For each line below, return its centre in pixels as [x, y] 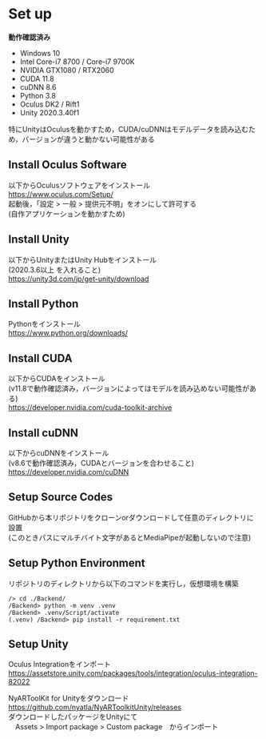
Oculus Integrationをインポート [60, 665]
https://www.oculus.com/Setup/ [61, 194]
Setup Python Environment [77, 563]
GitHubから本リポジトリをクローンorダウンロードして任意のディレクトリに [131, 517]
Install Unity [39, 240]
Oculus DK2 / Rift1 [50, 104]
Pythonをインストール [45, 324]
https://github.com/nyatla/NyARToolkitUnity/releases [95, 707]
